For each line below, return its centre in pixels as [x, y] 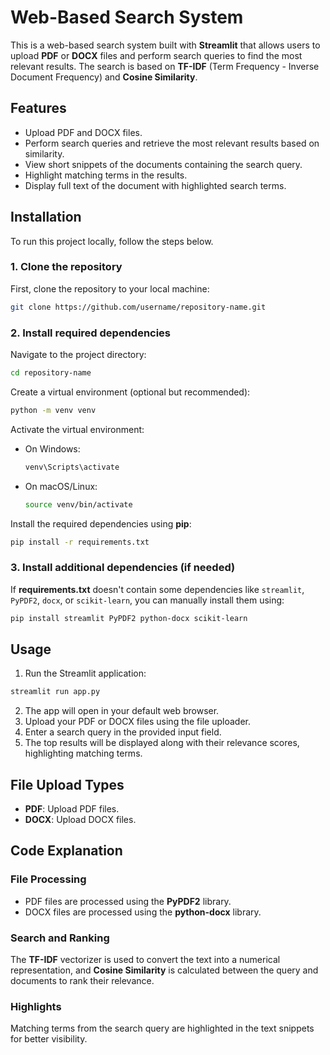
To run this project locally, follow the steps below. [112, 241]
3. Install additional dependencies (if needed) [123, 568]
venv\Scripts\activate [72, 467]
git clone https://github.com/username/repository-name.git [138, 307]
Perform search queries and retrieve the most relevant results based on [172, 143]
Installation [46, 217]
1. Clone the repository [66, 267]
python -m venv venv [53, 410]
